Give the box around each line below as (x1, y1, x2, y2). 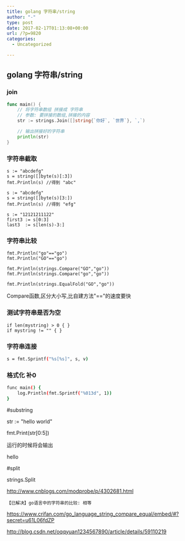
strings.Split (6, 476, 36, 483)
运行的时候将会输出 (6, 441, 53, 448)
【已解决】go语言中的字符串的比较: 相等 (6, 500, 92, 506)
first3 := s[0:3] (6, 216, 49, 223)
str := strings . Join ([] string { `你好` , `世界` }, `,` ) (17, 118, 146, 124)
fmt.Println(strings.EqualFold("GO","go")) (6, 281, 115, 288)
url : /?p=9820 (6, 31, 42, 37)
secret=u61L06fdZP (6, 516, 55, 523)
